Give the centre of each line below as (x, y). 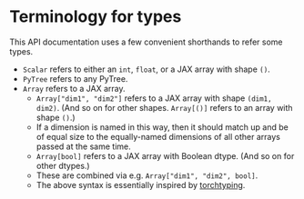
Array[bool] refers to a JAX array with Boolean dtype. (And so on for (165, 155)
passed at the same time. (83, 146)
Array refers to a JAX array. (74, 88)
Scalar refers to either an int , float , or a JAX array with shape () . (146, 69)
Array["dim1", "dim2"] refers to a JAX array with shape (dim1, (154, 98)
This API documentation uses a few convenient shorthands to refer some (146, 42)
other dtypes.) (63, 165)
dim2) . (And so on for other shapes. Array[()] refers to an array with (164, 107)
